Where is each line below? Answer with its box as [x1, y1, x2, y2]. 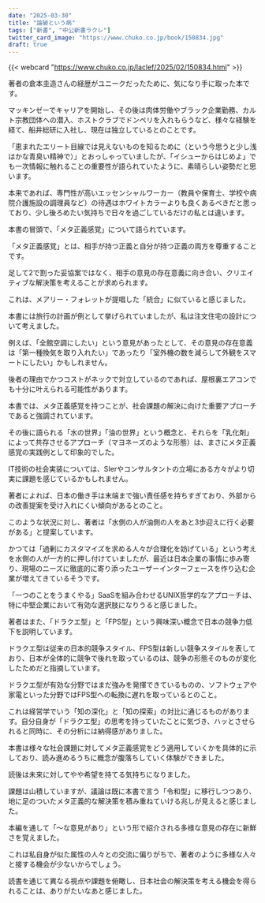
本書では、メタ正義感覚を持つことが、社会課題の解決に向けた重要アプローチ [8, 401, 257, 411]
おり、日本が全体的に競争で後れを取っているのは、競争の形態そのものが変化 [8, 654, 256, 663]
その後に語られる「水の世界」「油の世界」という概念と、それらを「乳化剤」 [8, 427, 254, 438]
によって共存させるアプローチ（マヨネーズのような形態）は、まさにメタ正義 [8, 438, 256, 447]
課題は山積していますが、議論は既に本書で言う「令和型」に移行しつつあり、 [8, 786, 256, 797]
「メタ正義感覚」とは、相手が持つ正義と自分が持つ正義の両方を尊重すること [8, 241, 257, 251]
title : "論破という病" [8, 19, 76, 27]
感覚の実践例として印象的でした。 [8, 447, 119, 457]
